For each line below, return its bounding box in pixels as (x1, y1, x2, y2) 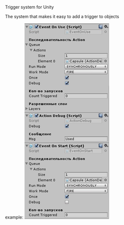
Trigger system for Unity (5, 4, 54, 10)
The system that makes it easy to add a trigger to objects (5, 14, 119, 19)
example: (5, 214, 23, 220)
